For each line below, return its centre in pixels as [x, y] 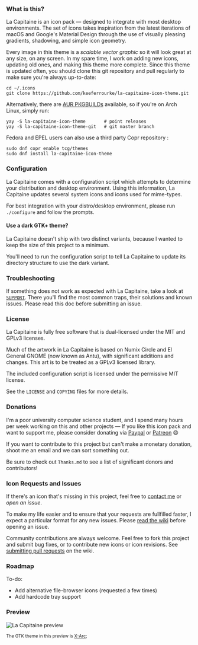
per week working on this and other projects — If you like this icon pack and [99, 426]
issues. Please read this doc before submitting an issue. [74, 304]
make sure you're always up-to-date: [51, 77]
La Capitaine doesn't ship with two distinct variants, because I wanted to [95, 238]
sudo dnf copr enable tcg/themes [47, 149]
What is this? [25, 9]
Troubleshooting [30, 278]
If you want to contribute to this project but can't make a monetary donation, [99, 444]
